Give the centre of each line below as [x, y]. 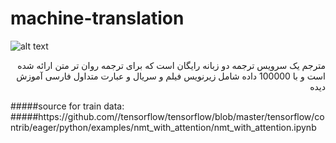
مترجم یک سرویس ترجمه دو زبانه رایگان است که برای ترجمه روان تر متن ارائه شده [171, 65]
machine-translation [97, 18]
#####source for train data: [67, 106]
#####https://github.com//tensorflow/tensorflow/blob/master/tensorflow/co [167, 116]
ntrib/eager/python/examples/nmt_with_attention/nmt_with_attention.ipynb [163, 127]
